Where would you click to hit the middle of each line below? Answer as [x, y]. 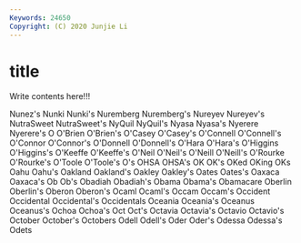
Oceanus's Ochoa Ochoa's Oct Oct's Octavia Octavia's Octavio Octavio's [147, 211]
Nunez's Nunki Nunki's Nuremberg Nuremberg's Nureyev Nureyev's [137, 114]
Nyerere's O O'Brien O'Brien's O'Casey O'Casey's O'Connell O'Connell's [145, 134]
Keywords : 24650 [40, 18]
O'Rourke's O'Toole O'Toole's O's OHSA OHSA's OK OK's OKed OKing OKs [150, 162]
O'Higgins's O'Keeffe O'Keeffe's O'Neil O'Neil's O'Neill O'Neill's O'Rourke [147, 153]
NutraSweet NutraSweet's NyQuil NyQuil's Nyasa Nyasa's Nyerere [134, 124]
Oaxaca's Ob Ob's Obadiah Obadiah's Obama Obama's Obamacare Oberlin [151, 182]
